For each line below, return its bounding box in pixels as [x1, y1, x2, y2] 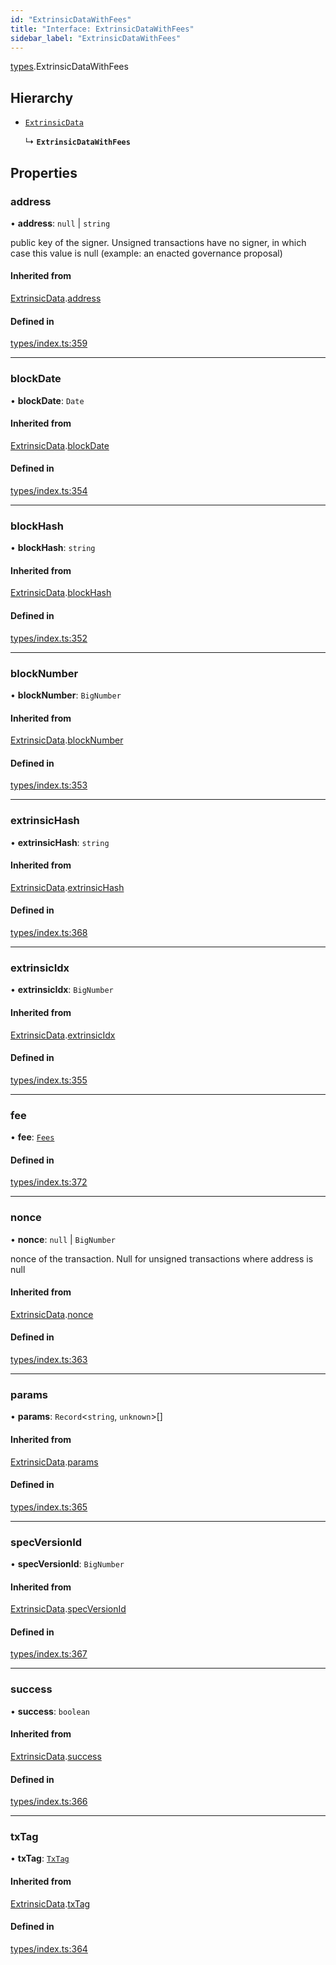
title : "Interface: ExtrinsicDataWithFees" [10, 24, 195, 34]
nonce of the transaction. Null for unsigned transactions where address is [10, 1252, 314, 1265]
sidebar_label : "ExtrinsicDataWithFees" [10, 33, 182, 43]
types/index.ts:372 [10, 1176, 88, 1188]
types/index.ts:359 [10, 337, 88, 350]
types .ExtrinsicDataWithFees [10, 61, 129, 73]
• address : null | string [10, 217, 111, 229]
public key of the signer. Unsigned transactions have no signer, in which [10, 236, 307, 248]
